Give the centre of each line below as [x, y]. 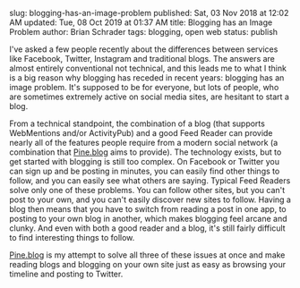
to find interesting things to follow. [72, 237]
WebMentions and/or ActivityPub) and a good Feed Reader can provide [141, 133]
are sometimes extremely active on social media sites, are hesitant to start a [149, 97]
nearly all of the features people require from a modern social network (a [144, 143]
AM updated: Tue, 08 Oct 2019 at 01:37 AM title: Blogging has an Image [141, 22]
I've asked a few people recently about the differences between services [144, 49]
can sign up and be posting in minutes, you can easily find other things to [145, 171]
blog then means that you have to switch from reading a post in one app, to [148, 209]
